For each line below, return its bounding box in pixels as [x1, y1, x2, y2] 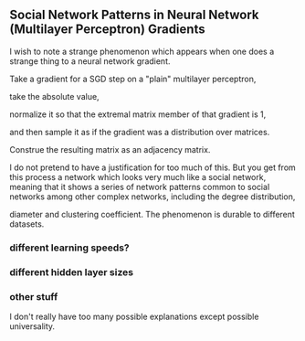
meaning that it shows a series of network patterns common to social [9, 181, 270, 192]
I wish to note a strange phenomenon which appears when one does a [9, 46, 275, 57]
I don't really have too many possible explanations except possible [9, 311, 259, 322]
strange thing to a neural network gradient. [9, 55, 171, 67]
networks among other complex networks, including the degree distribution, [9, 191, 296, 202]
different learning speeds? [9, 241, 130, 254]
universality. [9, 320, 56, 332]
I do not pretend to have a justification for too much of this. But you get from [9, 162, 297, 173]
